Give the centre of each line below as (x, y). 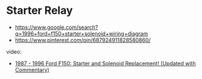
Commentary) (32, 69)
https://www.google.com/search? (56, 27)
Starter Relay (40, 11)
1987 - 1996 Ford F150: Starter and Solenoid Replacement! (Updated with (105, 63)
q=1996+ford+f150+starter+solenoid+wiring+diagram (81, 33)
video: (14, 51)
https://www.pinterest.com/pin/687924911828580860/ (83, 40)
